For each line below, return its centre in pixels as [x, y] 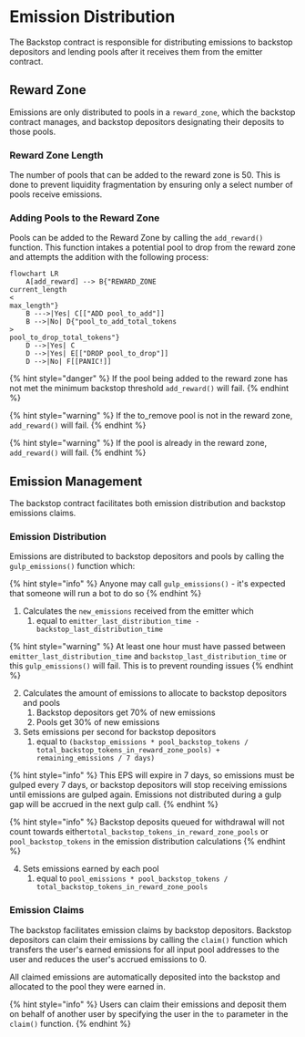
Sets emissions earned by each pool [91, 869]
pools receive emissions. [56, 194]
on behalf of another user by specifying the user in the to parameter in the [149, 1013]
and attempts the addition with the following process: [109, 257]
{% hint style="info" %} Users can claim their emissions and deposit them [148, 1004]
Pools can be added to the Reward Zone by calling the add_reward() [137, 238]
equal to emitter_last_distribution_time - [118, 621]
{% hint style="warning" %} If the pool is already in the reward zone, [138, 443]
